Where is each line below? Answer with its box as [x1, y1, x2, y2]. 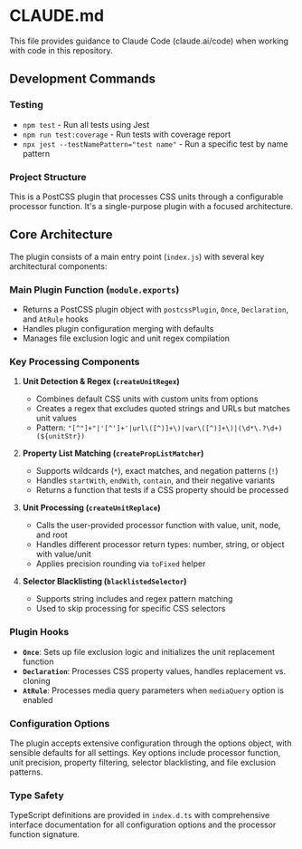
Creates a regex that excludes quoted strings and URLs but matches [35, 403, 291, 414]
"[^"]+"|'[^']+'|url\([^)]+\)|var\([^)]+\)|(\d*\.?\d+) [67, 424, 283, 433]
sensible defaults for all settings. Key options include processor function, [9, 747, 281, 757]
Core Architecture [9, 227, 113, 243]
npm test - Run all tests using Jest [22, 119, 150, 130]
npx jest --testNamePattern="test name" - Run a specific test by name [22, 138, 288, 150]
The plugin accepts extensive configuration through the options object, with [9, 738, 292, 748]
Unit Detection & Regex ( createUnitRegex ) [22, 376, 180, 387]
